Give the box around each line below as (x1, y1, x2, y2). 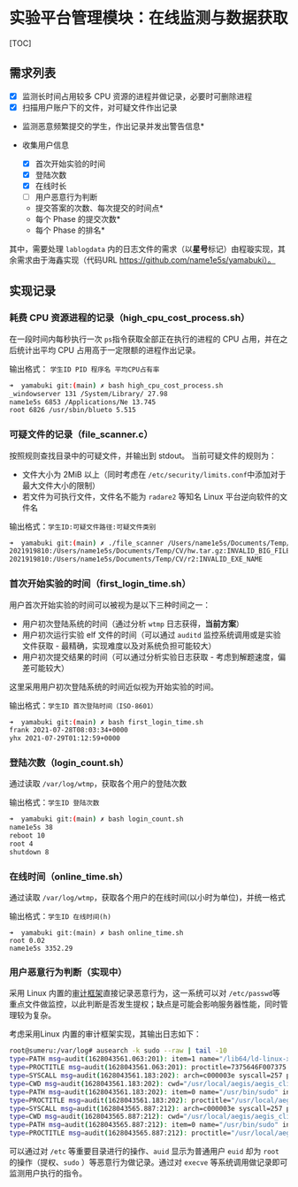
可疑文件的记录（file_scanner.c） (9, 428, 153, 440)
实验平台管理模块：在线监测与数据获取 (9, 8, 289, 28)
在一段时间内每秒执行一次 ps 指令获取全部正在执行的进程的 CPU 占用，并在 (9, 333, 280, 344)
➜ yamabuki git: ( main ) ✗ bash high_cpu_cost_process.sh (9, 381, 224, 390)
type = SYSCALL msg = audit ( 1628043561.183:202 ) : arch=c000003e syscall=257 (9, 1071, 283, 1080)
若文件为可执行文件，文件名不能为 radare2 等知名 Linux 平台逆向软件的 (21, 491, 280, 502)
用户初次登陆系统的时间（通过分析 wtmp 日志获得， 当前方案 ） (21, 618, 245, 629)
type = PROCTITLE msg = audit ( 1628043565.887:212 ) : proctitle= (9, 1129, 232, 1137)
